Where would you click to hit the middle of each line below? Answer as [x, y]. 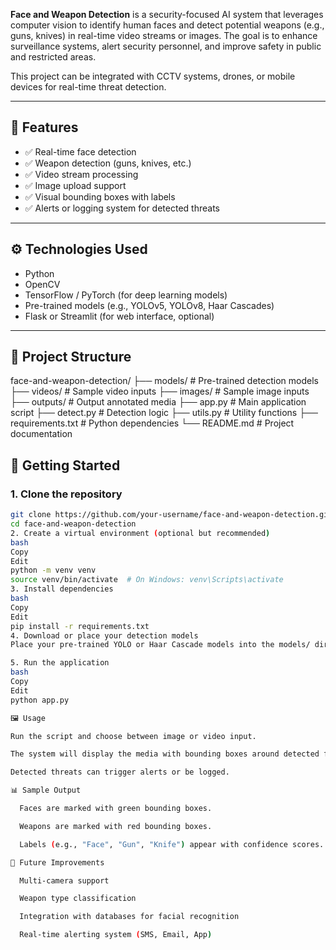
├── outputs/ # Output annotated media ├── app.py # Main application [158, 402]
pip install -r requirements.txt [80, 626]
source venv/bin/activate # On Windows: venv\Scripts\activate [147, 580]
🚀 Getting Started [65, 465]
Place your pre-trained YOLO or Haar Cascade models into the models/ [160, 645]
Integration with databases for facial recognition [129, 917]
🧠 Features [44, 127]
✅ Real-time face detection [80, 151]
